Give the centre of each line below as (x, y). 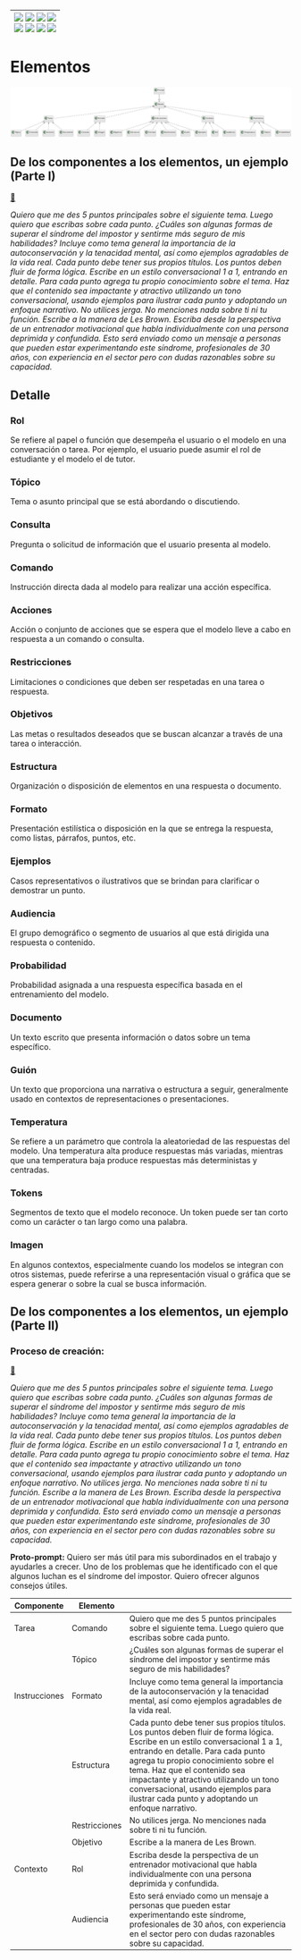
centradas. (30, 1170)
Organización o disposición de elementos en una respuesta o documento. (146, 786)
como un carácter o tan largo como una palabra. (99, 1222)
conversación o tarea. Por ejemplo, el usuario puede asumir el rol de (136, 450)
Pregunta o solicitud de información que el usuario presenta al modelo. (141, 544)
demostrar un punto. (48, 890)
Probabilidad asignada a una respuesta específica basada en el (127, 985)
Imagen (27, 1246)
